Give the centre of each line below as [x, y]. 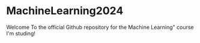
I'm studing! [21, 33]
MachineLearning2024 [65, 11]
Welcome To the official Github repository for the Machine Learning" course [100, 27]
